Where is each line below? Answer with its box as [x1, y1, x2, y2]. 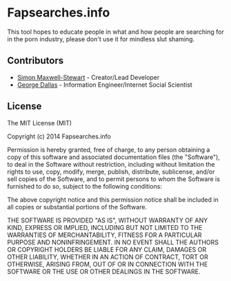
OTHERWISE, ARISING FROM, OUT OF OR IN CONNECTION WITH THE [7, 260, 208, 268]
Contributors [7, 55, 64, 67]
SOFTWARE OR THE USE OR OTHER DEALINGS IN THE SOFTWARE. [7, 267, 201, 275]
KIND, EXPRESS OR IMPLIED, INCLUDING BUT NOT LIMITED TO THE [7, 223, 203, 231]
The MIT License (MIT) [7, 118, 72, 127]
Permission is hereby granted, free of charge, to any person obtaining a [7, 145, 210, 154]
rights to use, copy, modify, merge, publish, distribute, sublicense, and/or [7, 167, 215, 176]
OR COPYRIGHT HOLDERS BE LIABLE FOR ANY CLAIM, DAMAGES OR [7, 245, 207, 253]
